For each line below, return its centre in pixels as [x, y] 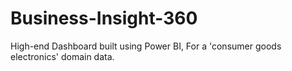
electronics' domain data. [62, 56]
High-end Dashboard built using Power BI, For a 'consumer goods [146, 46]
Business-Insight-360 [104, 18]
